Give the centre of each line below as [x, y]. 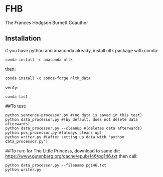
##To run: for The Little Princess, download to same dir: [63, 150]
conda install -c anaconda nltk [39, 60]
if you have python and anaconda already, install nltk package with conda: [82, 50]
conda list [17, 97]
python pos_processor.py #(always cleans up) [53, 133]
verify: [12, 87]
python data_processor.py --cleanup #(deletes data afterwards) [74, 128]
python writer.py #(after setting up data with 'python [65, 137]
